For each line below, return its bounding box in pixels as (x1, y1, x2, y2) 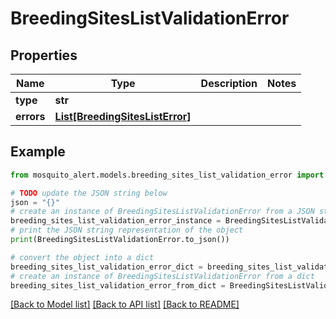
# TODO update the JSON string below (10, 188, 168, 198)
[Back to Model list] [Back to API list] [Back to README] (10, 298, 240, 311)
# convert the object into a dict (10, 252, 155, 262)
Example (10, 143, 66, 161)
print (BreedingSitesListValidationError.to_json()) (10, 235, 230, 245)
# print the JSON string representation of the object (10, 225, 244, 236)
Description (200, 77, 258, 90)
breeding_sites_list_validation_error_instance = (10, 216, 222, 226)
